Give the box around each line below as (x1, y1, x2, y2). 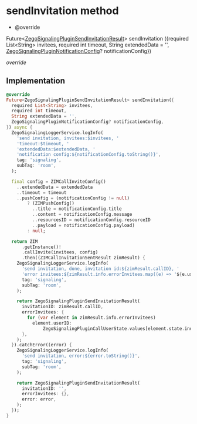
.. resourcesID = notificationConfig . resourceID (32, 217, 151, 223)
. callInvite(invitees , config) (21, 249, 98, 255)
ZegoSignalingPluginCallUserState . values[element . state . (43, 325, 185, 332)
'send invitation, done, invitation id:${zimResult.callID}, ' (21, 266, 180, 272)
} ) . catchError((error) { (11, 342, 72, 348)
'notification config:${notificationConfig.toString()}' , (16, 152, 161, 158)
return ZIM (11, 238, 38, 245)
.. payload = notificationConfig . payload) (32, 222, 135, 228)
